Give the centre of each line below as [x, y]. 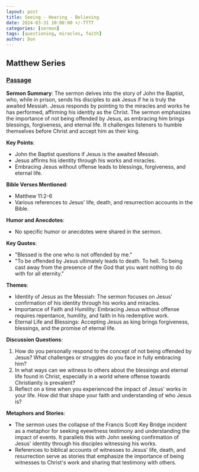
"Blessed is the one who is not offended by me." [73, 254]
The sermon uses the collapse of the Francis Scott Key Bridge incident [101, 425]
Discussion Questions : [35, 340]
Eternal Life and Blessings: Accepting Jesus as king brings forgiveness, [102, 322]
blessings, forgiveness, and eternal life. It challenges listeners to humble [94, 125]
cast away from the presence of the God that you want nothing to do [98, 267]
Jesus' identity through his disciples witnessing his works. [86, 444]
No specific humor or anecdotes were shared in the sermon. [88, 232]
